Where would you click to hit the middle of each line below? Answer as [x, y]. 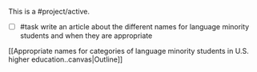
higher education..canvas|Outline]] [66, 59]
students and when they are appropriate [86, 36]
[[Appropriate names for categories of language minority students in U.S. [129, 51]
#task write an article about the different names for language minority [135, 27]
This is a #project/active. [49, 11]
